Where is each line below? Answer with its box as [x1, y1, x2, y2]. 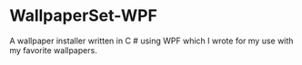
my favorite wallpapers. [9, 44, 97, 55]
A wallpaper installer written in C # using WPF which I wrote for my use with [9, 35, 294, 46]
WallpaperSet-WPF [9, 5, 157, 26]
